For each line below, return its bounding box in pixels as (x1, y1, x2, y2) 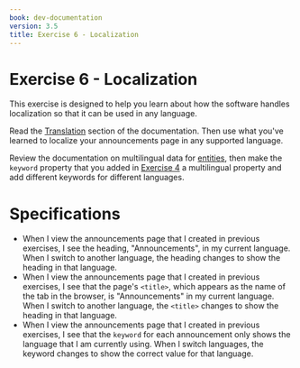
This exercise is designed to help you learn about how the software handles (9, 98, 290, 109)
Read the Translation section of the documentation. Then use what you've (9, 125, 284, 136)
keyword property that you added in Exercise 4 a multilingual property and (9, 162, 282, 173)
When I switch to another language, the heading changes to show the (22, 253, 281, 263)
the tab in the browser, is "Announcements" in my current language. (22, 290, 275, 302)
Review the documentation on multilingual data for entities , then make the (9, 152, 283, 163)
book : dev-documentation (9, 13, 103, 23)
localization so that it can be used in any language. (9, 108, 198, 119)
